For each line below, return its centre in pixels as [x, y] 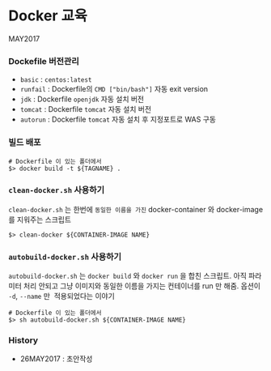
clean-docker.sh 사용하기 [57, 190]
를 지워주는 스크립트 [40, 220]
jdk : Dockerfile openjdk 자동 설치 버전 [82, 99]
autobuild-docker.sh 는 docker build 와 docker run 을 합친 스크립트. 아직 [127, 276]
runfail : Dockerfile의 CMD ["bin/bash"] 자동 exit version [114, 89]
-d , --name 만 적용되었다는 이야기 [61, 296]
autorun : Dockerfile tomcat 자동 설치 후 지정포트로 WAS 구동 [118, 119]
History [23, 340]
